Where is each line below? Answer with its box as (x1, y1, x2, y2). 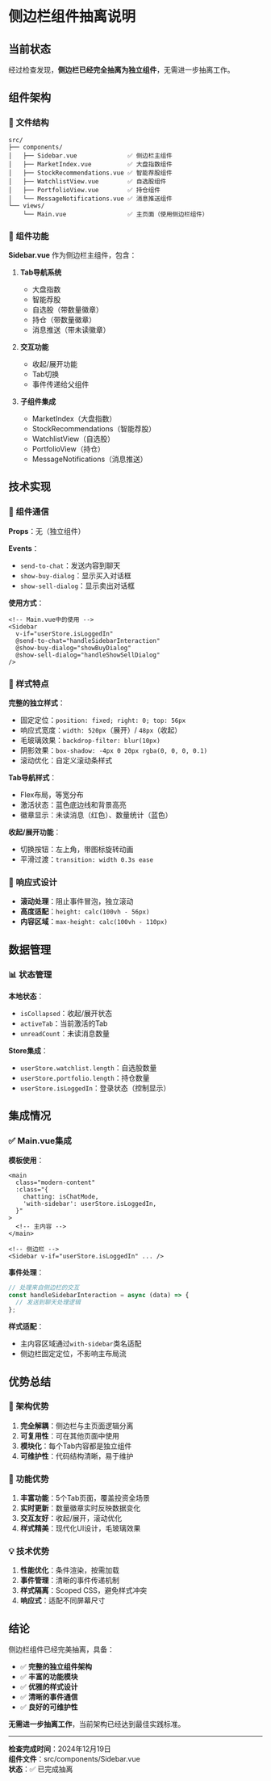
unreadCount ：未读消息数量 (19, 1028, 110, 1038)
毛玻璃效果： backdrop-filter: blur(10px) (19, 735, 161, 745)
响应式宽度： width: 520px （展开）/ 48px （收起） (19, 725, 182, 735)
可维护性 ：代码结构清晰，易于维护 (19, 1451, 134, 1460)
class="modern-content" (15, 1178, 95, 1187)
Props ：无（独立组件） (8, 526, 85, 536)
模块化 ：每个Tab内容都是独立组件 (19, 1441, 132, 1451)
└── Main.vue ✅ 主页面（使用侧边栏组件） (23, 210, 209, 218)
